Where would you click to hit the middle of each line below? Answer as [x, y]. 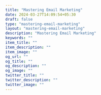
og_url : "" [17, 57]
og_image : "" [19, 71]
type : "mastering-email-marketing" [43, 24]
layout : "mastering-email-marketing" [45, 29]
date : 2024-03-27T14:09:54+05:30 [41, 15]
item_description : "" [28, 47]
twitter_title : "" [25, 75]
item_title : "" [21, 43]
